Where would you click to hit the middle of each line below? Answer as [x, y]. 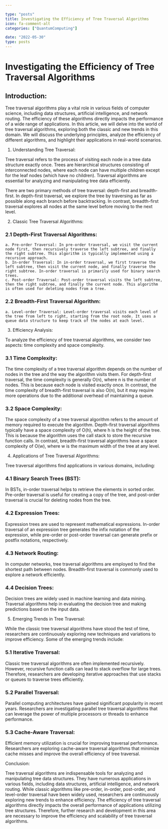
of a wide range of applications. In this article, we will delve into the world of [84, 124]
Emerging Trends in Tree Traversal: [49, 619]
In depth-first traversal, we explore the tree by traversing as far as [84, 196]
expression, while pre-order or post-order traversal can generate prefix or [81, 534]
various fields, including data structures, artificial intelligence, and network [82, 784]
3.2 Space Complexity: [34, 408]
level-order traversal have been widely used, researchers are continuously [82, 795]
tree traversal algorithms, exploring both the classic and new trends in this [82, 129]
